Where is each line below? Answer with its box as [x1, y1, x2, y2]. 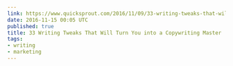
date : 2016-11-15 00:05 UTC [7, 16, 89, 23]
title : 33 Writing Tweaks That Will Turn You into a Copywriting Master [7, 29, 222, 36]
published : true [7, 23, 54, 30]
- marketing [7, 49, 42, 56]
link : [7, 10, 23, 17]
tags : [7, 36, 23, 43]
